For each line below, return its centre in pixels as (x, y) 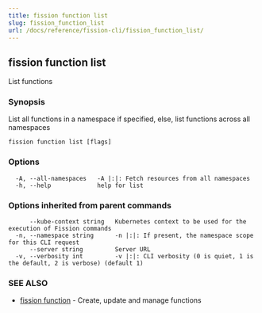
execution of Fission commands (60, 229)
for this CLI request (44, 242)
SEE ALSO (28, 283)
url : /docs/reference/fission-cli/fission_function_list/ (106, 30)
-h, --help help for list (80, 185)
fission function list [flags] (60, 142)
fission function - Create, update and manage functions (110, 300)
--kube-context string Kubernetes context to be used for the (138, 222)
